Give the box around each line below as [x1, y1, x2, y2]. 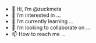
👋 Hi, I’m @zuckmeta [11, 6, 62, 12]
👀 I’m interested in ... [11, 12, 61, 19]
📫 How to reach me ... [11, 31, 66, 37]
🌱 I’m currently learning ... [11, 18, 74, 24]
